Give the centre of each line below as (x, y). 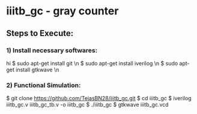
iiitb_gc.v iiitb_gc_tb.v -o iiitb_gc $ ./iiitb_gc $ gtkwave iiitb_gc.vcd (88, 105)
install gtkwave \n (38, 70)
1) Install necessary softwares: (52, 50)
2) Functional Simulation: (44, 85)
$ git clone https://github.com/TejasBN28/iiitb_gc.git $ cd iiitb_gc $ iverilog (99, 98)
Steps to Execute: (40, 33)
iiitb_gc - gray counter (62, 11)
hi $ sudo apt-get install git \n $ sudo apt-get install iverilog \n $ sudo (92, 63)
